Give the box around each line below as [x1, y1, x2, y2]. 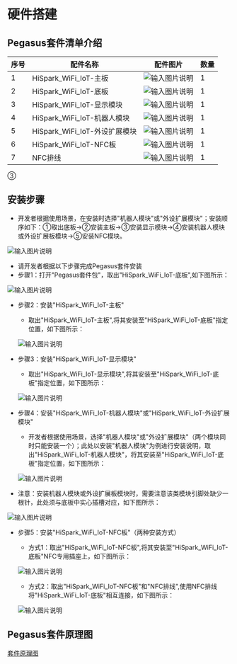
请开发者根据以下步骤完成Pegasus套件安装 [17, 261, 143, 270]
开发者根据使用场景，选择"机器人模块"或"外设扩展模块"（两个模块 [28, 433, 220, 441]
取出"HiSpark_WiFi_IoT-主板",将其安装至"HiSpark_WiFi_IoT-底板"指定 [28, 316, 229, 324]
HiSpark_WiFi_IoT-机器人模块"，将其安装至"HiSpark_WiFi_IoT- [37, 450, 218, 459]
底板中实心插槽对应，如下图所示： [61, 498, 161, 506]
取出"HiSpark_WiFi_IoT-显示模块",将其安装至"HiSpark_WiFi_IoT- [28, 370, 214, 378]
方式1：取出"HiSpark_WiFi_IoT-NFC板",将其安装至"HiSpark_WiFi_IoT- [28, 543, 229, 551]
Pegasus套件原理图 [7, 629, 93, 641]
